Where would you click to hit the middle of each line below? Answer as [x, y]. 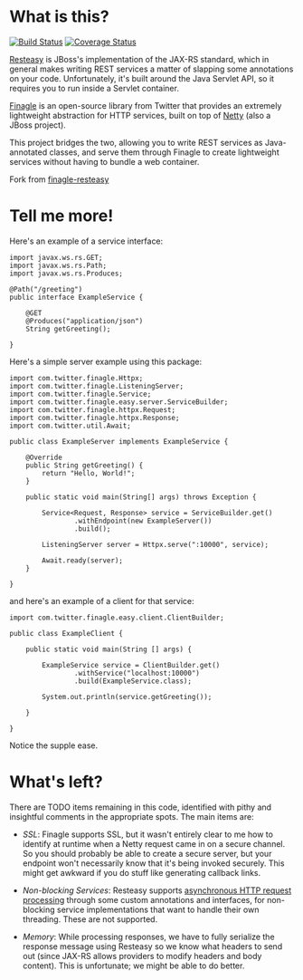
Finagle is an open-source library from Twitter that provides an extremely [146, 105]
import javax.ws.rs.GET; [56, 257]
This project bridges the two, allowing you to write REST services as [136, 142]
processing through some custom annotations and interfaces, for [143, 899]
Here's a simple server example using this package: [105, 361]
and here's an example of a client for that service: [102, 600]
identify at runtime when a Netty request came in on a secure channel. [154, 843]
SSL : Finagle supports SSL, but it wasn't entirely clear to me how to [148, 834]
